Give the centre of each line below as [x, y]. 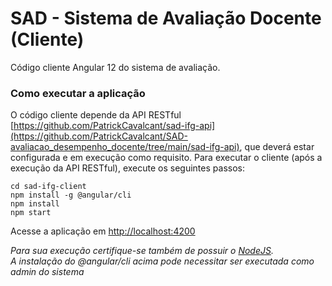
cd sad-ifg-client [48, 187]
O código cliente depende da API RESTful [96, 115]
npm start [31, 213]
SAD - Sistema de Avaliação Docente [166, 18]
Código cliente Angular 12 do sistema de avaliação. [115, 67]
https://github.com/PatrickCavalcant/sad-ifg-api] [114, 126]
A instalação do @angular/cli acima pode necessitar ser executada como [162, 261]
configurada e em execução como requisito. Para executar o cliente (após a [166, 158]
